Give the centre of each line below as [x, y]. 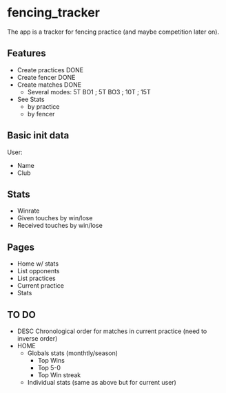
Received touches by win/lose [60, 226]
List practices [37, 278]
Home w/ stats [38, 264]
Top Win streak [59, 375]
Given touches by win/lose [55, 218]
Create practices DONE [50, 70]
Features [27, 53]
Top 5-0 [49, 368]
